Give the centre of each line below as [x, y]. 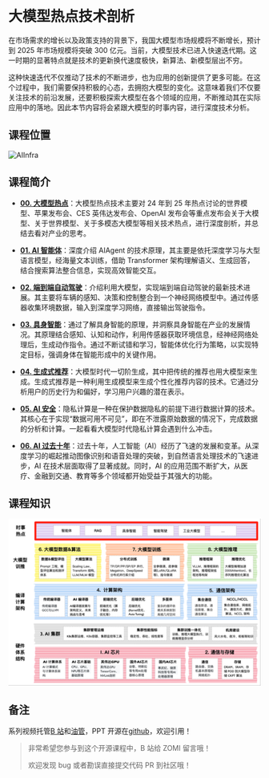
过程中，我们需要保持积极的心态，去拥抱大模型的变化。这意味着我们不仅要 [138, 87]
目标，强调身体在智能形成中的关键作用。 [94, 355]
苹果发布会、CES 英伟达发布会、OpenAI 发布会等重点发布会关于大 [143, 213]
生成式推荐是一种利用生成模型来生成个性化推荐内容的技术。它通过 [143, 381]
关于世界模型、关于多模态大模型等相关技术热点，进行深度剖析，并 [143, 223]
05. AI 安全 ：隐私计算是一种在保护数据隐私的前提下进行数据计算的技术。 [139, 408]
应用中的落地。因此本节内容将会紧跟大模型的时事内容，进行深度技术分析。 [131, 107]
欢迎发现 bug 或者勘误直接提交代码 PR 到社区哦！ [109, 765]
